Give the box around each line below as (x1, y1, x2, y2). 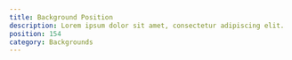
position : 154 (9, 29, 62, 38)
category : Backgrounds (9, 37, 93, 47)
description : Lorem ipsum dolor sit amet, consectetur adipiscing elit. (9, 21, 285, 30)
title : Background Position (9, 12, 114, 22)
